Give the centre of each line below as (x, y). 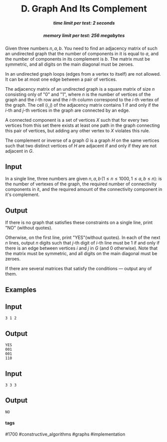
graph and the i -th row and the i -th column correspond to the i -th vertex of (82, 99)
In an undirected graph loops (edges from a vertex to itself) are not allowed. (83, 74)
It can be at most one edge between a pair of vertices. (61, 79)
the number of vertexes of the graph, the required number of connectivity (81, 184)
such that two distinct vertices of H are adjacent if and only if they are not (81, 145)
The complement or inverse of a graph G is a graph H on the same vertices (82, 140)
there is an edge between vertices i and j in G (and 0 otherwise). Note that (81, 248)
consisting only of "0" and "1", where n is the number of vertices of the (78, 94)
